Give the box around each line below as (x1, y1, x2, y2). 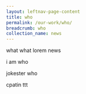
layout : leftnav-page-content (6, 8, 81, 15)
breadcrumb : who (6, 25, 46, 31)
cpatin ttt (6, 81, 28, 89)
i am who (6, 59, 28, 66)
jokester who (6, 70, 38, 77)
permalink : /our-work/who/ (6, 20, 72, 25)
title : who (6, 14, 33, 20)
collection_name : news (6, 31, 62, 37)
